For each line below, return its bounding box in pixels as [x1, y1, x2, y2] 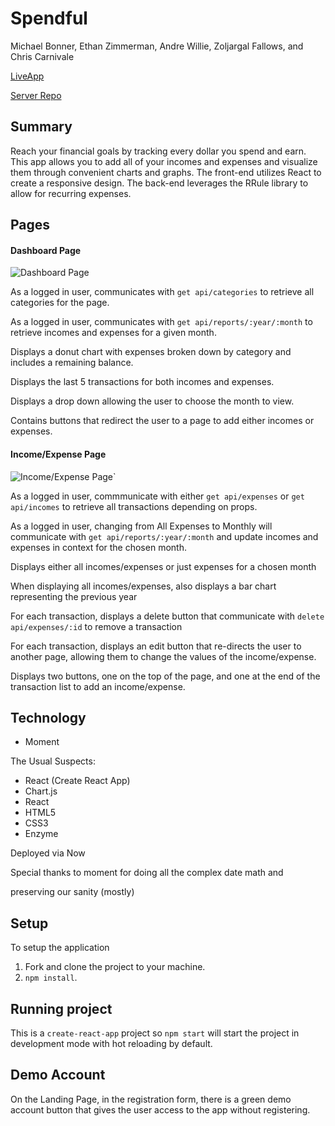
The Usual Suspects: [10, 755, 96, 767]
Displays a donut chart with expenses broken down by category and [10, 346, 292, 358]
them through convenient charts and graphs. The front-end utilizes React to [10, 166, 322, 178]
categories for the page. [10, 297, 110, 309]
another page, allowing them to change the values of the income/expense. [10, 650, 317, 662]
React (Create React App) [24, 775, 131, 787]
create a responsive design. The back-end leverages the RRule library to [10, 177, 309, 189]
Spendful [10, 7, 88, 30]
